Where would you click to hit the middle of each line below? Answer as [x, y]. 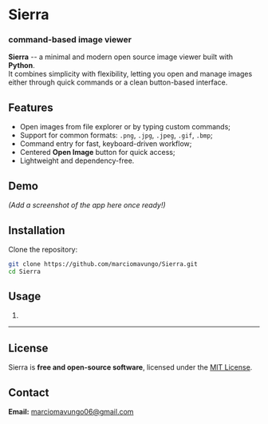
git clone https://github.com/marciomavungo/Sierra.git [103, 264]
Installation [37, 230]
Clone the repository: [43, 249]
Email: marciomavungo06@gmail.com [71, 412]
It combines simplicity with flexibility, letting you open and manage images [130, 74]
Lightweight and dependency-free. [77, 160]
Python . [22, 65]
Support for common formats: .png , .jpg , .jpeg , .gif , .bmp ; [116, 135]
